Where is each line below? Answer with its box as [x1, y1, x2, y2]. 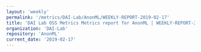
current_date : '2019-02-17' [6, 36, 77, 42]
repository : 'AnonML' [6, 31, 60, 37]
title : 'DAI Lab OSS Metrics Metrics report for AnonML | [6, 20, 154, 26]
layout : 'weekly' [6, 8, 50, 15]
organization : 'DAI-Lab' [6, 25, 68, 32]
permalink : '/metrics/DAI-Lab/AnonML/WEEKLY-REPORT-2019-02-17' [6, 14, 170, 20]
